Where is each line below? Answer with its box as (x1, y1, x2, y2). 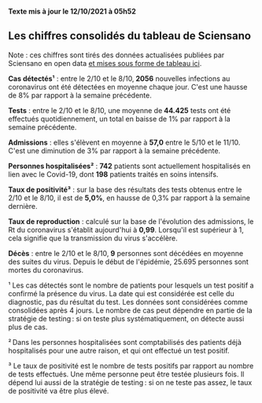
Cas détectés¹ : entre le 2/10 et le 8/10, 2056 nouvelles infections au (8, 74, 231, 83)
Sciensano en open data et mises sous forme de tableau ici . (8, 58, 202, 68)
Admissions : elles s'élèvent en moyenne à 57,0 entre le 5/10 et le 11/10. (8, 137, 241, 147)
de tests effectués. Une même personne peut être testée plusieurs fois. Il (8, 369, 245, 379)
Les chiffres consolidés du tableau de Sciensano (8, 29, 252, 42)
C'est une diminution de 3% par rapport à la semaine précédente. (8, 145, 221, 156)
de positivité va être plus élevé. (8, 386, 109, 395)
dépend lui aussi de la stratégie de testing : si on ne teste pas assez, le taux (8, 377, 253, 387)
